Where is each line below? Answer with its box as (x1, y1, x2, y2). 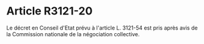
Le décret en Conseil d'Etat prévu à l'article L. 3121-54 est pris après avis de (6, 24, 198, 31)
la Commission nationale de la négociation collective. (6, 30, 140, 37)
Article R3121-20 (6, 4, 93, 18)
